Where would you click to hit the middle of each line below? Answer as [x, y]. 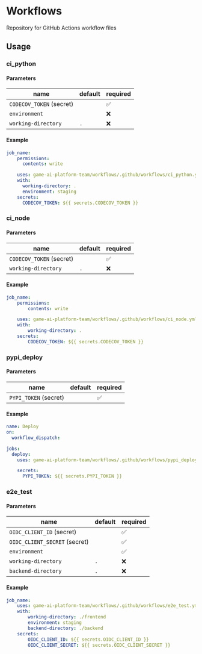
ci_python [21, 64]
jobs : [13, 449]
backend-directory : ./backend [66, 628]
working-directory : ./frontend [67, 617]
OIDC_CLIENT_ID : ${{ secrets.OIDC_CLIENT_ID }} [88, 640]
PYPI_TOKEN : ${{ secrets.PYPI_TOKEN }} [72, 476]
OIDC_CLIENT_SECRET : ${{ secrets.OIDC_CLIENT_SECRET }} [99, 645]
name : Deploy [23, 427]
